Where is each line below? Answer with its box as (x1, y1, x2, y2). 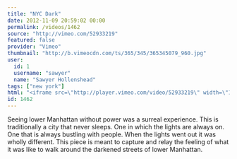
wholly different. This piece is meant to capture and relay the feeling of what (7, 138, 229, 146)
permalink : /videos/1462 (7, 23, 80, 30)
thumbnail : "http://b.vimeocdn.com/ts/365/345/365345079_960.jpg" (7, 50, 207, 57)
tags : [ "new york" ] (7, 83, 65, 90)
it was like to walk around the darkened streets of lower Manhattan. (7, 146, 203, 153)
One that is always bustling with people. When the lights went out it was (7, 130, 217, 139)
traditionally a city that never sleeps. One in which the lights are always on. (7, 123, 224, 131)
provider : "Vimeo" (7, 43, 61, 50)
